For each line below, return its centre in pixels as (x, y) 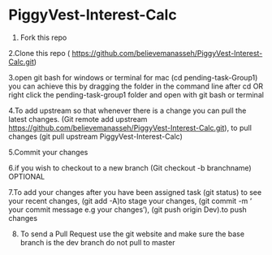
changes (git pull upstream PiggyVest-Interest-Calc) (95, 136)
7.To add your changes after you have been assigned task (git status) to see (135, 192)
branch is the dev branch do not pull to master (97, 242)
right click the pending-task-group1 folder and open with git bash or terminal (136, 94)
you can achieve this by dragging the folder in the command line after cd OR (136, 86)
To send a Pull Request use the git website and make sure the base (132, 234)
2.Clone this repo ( (39, 53)
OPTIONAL (27, 176)
